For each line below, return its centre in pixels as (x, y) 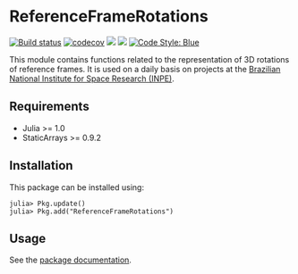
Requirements (49, 107)
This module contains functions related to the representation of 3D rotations (149, 59)
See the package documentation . (71, 260)
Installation (41, 166)
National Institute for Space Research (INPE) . (92, 79)
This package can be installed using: (77, 187)
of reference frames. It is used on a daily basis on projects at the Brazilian (145, 69)
